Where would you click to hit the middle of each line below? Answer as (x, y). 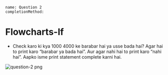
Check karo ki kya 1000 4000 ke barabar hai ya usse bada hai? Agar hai (88, 46)
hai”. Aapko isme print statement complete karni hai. (67, 57)
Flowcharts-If (35, 32)
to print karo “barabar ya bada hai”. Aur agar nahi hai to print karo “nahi (87, 52)
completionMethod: (25, 12)
